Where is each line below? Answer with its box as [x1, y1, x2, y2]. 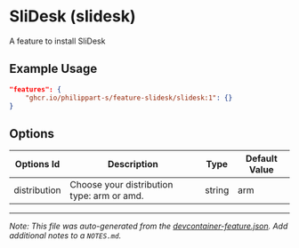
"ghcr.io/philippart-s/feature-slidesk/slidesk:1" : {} [25, 93, 233, 102]
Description [108, 158, 158, 171]
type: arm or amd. [69, 189, 144, 202]
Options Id [14, 158, 61, 171]
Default [245, 153, 278, 165]
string [204, 184, 230, 196]
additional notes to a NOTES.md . [9, 230, 122, 241]
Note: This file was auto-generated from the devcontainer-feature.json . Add [9, 220, 288, 232]
